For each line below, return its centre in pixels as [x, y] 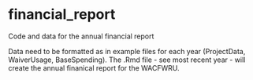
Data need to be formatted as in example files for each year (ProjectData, [127, 51]
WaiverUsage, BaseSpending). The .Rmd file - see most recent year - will [127, 60]
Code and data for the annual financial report [81, 36]
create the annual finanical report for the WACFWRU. [94, 67]
